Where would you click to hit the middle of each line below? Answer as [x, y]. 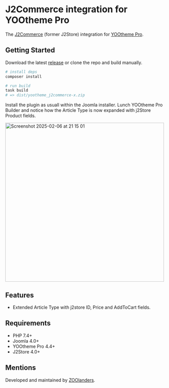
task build [17, 91]
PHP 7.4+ [22, 335]
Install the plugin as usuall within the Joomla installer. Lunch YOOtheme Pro [84, 105]
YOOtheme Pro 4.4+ [34, 346]
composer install [24, 77]
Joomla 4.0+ [26, 341]
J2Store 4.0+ [26, 351]
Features [20, 295]
